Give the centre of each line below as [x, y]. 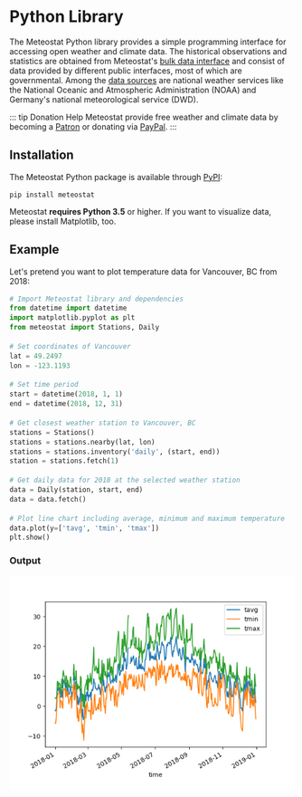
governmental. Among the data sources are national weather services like [146, 80]
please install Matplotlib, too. [63, 221]
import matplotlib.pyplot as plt [72, 318]
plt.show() [30, 538]
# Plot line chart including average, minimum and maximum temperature [147, 518]
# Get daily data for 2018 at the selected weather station [125, 480]
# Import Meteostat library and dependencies [96, 299]
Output [25, 561]
